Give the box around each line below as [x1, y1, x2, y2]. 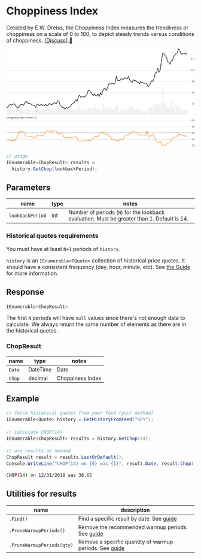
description [120, 506, 150, 513]
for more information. [6, 270, 59, 277]
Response [6, 287, 45, 297]
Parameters [6, 182, 51, 192]
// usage [6, 153, 28, 159]
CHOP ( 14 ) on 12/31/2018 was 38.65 [6, 472, 93, 478]
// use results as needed [6, 448, 71, 454]
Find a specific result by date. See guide [78, 515, 177, 522]
